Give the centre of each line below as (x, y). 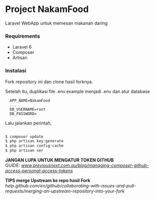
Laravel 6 (22, 47)
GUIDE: (13, 165)
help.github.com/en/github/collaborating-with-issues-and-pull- (71, 186)
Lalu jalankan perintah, (28, 123)
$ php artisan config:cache (34, 146)
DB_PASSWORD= (23, 114)
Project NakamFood (47, 9)
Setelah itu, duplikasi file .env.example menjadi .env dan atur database (77, 91)
